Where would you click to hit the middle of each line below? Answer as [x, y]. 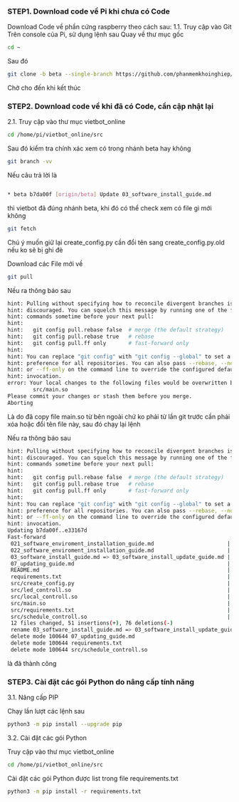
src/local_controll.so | [121, 597]
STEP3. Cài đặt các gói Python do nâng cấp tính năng [101, 682]
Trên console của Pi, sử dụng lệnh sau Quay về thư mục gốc [96, 34]
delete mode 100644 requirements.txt [66, 643]
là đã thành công [32, 663]
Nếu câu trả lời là [32, 175]
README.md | [121, 570]
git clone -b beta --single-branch [60, 74]
